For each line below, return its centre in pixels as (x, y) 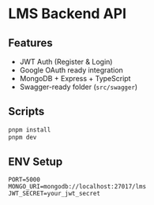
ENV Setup (36, 161)
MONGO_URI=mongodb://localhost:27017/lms (77, 187)
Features (30, 43)
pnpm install (30, 130)
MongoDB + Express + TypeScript (75, 78)
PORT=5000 (24, 180)
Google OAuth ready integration (71, 70)
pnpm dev (23, 137)
